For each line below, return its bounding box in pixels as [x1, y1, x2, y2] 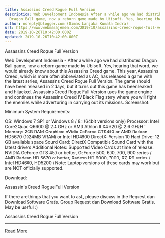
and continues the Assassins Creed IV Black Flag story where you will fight [5, 94, 157, 100]
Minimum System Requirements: [5, 108, 71, 114]
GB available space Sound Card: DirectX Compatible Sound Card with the [5, 139, 154, 145]
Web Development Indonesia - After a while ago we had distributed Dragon [5, 57, 157, 63]
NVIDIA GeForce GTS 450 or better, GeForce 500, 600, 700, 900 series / [5, 149, 152, 155]
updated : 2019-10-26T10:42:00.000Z [5, 35, 78, 40]
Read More [5, 228, 27, 234]
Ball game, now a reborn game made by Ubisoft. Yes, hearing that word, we [5, 62, 158, 69]
